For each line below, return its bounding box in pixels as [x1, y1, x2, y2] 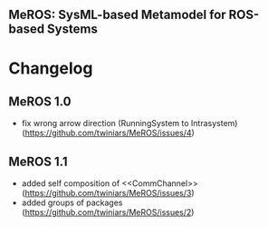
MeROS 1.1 [8, 153, 68, 169]
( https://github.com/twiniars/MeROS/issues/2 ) [21, 207, 195, 218]
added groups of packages [21, 197, 123, 208]
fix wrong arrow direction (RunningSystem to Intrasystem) [21, 118, 238, 129]
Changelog [8, 58, 93, 78]
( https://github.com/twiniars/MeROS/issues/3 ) [21, 188, 196, 199]
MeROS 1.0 [8, 94, 72, 109]
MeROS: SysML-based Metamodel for [8, 7, 227, 23]
